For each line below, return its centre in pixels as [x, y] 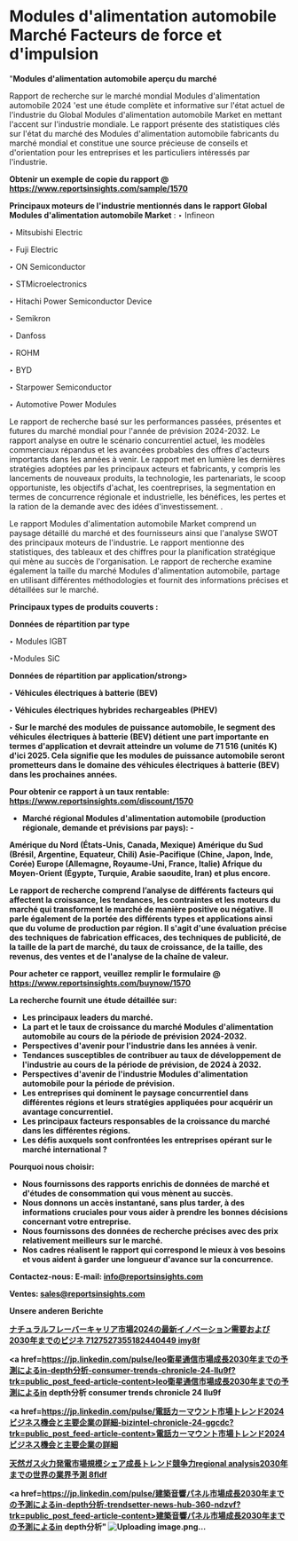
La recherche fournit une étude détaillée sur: [93, 1000]
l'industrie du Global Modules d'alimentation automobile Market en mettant [145, 115]
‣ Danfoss [27, 336]
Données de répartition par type [70, 624]
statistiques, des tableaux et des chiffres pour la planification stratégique [142, 551]
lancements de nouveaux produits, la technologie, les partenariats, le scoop [148, 478]
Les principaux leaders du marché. [87, 1017]
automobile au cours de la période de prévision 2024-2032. [134, 1036]
